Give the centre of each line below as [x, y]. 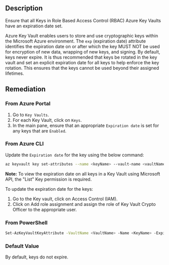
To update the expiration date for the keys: [49, 189]
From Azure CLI [24, 144]
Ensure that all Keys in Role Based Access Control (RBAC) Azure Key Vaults [83, 20]
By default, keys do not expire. [37, 257]
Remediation [26, 89]
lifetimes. [15, 73]
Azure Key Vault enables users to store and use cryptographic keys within [82, 35]
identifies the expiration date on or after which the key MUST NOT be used [82, 46]
